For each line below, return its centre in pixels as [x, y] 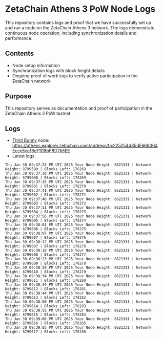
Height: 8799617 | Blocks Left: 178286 [46, 332]
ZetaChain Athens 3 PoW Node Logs [80, 9]
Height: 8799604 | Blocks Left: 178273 [46, 212]
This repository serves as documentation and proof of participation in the [79, 108]
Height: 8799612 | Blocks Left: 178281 [46, 289]
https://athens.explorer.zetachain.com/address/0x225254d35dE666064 [85, 146]
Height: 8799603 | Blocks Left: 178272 [46, 203]
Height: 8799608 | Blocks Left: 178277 [46, 255]
